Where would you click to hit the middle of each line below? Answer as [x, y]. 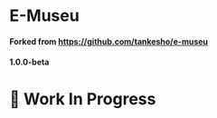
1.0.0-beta [29, 62]
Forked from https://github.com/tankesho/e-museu [109, 41]
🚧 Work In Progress [83, 98]
